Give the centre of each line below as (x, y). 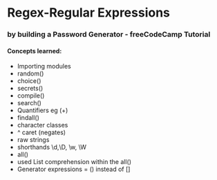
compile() (31, 96)
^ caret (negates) (41, 132)
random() (30, 73)
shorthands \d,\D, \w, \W (51, 147)
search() (29, 103)
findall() (28, 118)
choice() (29, 81)
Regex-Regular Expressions (89, 13)
